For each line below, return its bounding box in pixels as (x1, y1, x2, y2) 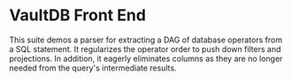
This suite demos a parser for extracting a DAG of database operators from (9, 34, 283, 45)
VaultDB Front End (9, 5, 146, 26)
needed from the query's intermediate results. (9, 63, 177, 73)
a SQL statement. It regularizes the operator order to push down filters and (9, 43, 281, 54)
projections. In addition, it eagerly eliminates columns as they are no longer (9, 53, 283, 63)
